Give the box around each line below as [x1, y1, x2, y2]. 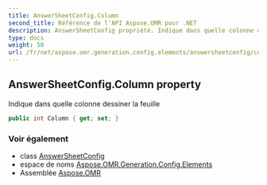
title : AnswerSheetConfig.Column [8, 11, 119, 20]
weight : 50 [8, 41, 44, 49]
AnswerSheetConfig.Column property [8, 78, 201, 91]
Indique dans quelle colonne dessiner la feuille [8, 98, 161, 108]
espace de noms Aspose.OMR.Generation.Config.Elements [19, 160, 213, 169]
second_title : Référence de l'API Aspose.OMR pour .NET [8, 19, 197, 27]
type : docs [8, 33, 44, 42]
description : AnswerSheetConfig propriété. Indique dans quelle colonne [8, 26, 254, 34]
